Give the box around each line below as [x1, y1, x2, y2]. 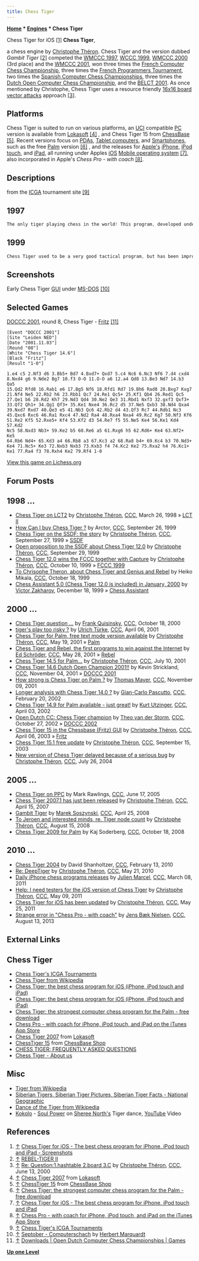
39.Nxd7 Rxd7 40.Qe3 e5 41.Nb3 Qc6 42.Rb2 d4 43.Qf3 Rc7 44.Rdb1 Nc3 [6, 407, 182, 413]
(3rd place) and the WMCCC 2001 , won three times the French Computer [6, 60, 185, 67]
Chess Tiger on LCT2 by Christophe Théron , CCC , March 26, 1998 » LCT [15, 511, 193, 519]
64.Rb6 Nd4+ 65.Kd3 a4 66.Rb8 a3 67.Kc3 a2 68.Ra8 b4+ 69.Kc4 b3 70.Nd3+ [6, 438, 193, 444]
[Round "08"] [6, 345, 39, 351]
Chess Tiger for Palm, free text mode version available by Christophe [15, 633, 184, 640]
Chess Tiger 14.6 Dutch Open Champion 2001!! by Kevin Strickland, [15, 664, 180, 671]
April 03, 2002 [15, 708, 51, 715]
